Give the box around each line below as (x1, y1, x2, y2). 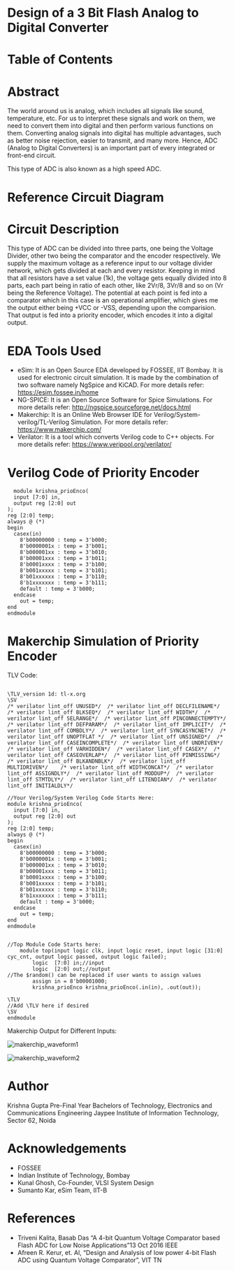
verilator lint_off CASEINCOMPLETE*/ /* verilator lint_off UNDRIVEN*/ (7, 740, 224, 747)
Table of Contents (7, 52, 113, 68)
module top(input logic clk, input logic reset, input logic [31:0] (20, 948, 224, 955)
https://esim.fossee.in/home (17, 388, 99, 397)
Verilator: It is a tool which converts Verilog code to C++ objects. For (17, 433, 214, 441)
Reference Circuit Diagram (7, 189, 164, 205)
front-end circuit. (7, 152, 57, 160)
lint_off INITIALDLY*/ (7, 782, 73, 790)
